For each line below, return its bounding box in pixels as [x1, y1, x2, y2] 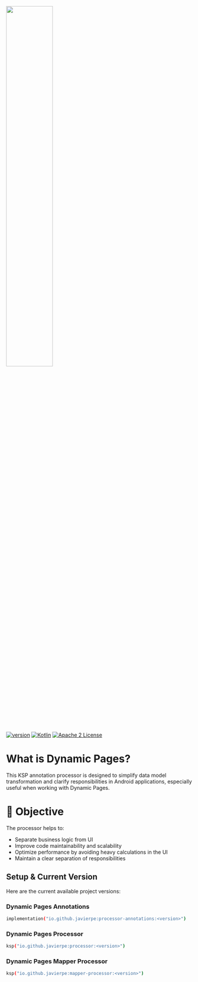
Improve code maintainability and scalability [14, 842, 122, 849]
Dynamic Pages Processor [6, 929, 84, 938]
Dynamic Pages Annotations [6, 902, 90, 910]
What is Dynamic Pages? [6, 752, 131, 766]
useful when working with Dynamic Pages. [6, 784, 110, 791]
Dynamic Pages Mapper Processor [6, 957, 108, 965]
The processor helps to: [6, 824, 64, 831]
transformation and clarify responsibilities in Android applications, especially [6, 777, 192, 785]
